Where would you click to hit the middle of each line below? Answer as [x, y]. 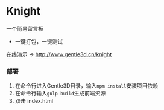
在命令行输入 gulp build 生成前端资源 [60, 93]
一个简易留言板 [25, 28]
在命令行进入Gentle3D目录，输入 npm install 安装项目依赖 [87, 86]
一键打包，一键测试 [39, 41]
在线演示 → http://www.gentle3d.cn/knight [59, 54]
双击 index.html [34, 101]
